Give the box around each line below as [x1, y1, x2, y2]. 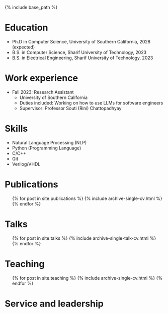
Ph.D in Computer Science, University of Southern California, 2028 [12, 38, 151, 44]
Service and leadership [5, 298, 104, 309]
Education [5, 22, 48, 33]
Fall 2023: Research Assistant [12, 89, 74, 95]
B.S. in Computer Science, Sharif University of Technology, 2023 [12, 49, 147, 55]
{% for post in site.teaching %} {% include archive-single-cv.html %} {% [12, 275, 163, 281]
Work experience [5, 73, 78, 84]
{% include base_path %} [5, 5, 58, 10]
